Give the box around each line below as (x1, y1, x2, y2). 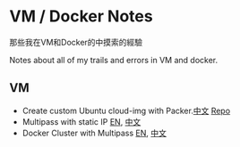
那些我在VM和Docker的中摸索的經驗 (9, 37, 143, 47)
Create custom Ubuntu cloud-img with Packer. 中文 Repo (21, 105, 231, 116)
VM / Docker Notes (9, 6, 154, 27)
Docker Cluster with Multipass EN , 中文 (21, 127, 167, 138)
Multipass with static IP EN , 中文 (21, 116, 141, 127)
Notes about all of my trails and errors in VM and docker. (9, 54, 219, 65)
